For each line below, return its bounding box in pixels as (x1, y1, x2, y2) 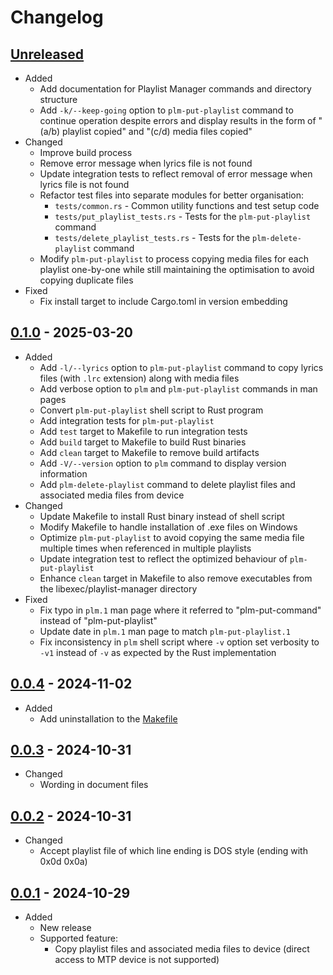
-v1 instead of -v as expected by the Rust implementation (39, 646, 277, 658)
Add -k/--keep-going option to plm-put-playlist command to (39, 104, 294, 116)
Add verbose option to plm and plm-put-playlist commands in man (39, 382, 318, 395)
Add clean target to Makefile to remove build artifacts (39, 446, 260, 458)
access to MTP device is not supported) (54, 954, 220, 966)
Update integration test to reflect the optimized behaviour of (39, 552, 288, 565)
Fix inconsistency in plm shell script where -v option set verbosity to (39, 636, 320, 648)
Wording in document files (39, 779, 149, 791)
